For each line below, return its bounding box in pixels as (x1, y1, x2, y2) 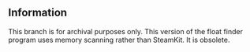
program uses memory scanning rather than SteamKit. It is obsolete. (8, 35, 230, 44)
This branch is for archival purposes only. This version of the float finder (8, 26, 243, 36)
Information (8, 6, 68, 19)
